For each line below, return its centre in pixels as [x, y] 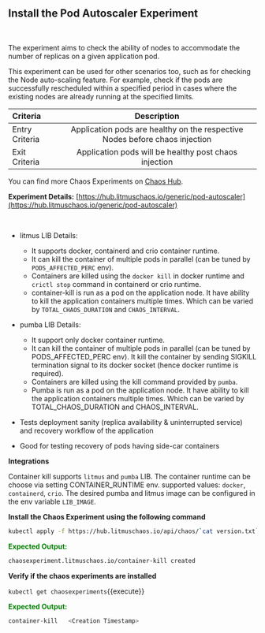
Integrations [29, 461]
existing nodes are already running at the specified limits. [101, 96]
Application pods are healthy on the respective [157, 129]
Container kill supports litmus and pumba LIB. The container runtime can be [129, 476]
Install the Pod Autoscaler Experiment [103, 14]
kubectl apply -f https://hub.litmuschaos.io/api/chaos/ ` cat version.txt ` [134, 531]
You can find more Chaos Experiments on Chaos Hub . [96, 181]
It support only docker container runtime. [98, 340]
